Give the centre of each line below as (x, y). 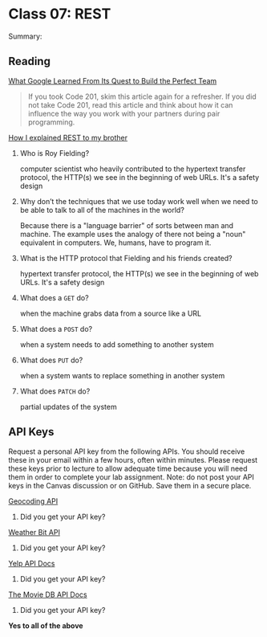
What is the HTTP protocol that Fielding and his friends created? (126, 258)
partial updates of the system (69, 406)
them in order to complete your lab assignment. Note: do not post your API (131, 477)
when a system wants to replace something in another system (122, 375)
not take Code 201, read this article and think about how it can (130, 104)
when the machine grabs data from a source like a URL (111, 313)
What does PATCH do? (55, 391)
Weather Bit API (34, 532)
